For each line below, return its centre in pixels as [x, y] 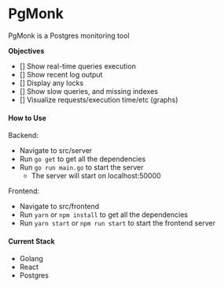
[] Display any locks [51, 83]
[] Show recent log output [61, 74]
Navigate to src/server [56, 151]
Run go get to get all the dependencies [83, 159]
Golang [31, 259]
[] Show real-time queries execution [77, 66]
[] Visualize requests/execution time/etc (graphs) [99, 99]
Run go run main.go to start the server [81, 167]
